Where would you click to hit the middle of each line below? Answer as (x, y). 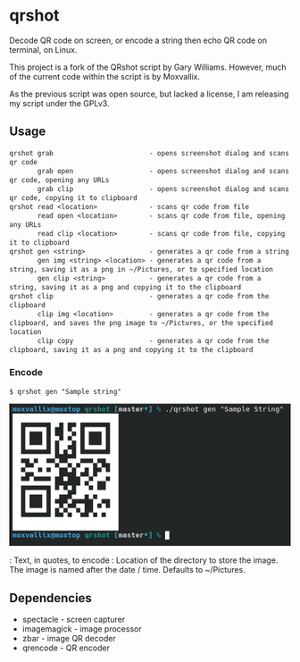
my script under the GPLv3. (59, 103)
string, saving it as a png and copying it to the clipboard (125, 287)
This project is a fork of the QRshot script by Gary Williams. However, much (148, 67)
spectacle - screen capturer (74, 620)
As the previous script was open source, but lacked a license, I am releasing (149, 94)
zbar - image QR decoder (69, 639)
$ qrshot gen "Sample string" (66, 392)
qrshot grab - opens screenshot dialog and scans (150, 153)
